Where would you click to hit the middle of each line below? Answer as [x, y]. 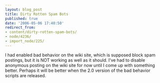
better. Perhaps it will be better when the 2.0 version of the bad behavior [78, 70]
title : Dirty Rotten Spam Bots [37, 14]
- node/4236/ [18, 37]
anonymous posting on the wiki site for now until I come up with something [80, 65]
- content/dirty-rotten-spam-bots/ [41, 32]
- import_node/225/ [25, 41]
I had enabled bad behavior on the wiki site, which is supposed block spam [80, 55]
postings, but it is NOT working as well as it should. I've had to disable [75, 60]
